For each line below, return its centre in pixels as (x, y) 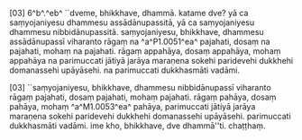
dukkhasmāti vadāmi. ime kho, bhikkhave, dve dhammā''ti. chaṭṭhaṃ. (137, 126)
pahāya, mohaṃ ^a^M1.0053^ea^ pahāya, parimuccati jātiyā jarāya (133, 106)
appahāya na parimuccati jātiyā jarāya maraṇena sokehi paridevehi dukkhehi (151, 61)
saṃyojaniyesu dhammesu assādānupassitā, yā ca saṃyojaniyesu (132, 22)
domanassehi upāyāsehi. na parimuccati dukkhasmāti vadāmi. (125, 70)
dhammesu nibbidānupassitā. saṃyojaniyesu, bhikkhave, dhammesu (137, 32)
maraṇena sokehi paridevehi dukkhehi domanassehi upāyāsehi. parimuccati (150, 116)
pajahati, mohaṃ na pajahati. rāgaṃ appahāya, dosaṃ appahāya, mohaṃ (145, 51)
